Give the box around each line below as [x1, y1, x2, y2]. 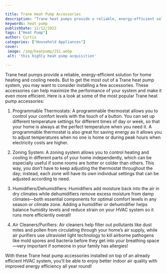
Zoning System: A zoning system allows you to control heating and [12, 149, 149, 155]
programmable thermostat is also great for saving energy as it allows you [12, 129, 162, 135]
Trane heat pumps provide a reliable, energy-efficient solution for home [5, 71, 152, 77]
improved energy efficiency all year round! [5, 263, 92, 269]
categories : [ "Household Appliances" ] [5, 39, 85, 45]
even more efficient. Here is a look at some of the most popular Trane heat [5, 93, 158, 99]
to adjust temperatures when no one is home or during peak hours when [12, 134, 161, 140]
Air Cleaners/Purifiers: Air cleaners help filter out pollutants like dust [12, 222, 152, 228]
